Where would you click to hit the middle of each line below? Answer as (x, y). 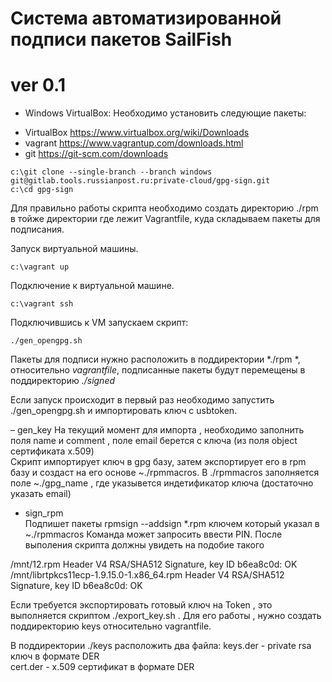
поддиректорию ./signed (63, 381)
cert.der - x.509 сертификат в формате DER (102, 667)
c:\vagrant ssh (42, 304)
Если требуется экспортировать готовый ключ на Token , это (141, 605)
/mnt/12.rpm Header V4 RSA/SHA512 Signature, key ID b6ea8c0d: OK (154, 564)
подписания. (37, 229)
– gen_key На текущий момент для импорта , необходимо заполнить (157, 430)
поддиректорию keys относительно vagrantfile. (111, 626)
